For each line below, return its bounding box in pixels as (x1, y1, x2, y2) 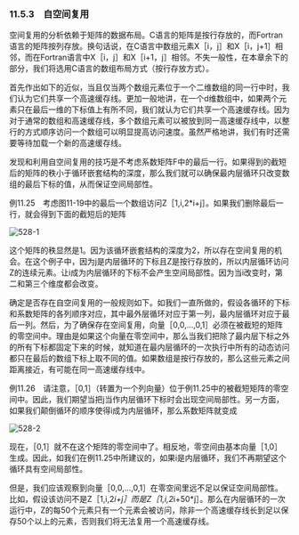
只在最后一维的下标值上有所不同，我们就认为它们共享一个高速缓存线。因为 (16, 104, 290, 115)
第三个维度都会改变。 (24, 279, 103, 289)
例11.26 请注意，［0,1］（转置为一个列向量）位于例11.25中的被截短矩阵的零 (9, 383, 281, 393)
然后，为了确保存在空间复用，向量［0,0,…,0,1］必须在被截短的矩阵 (39, 320, 283, 330)
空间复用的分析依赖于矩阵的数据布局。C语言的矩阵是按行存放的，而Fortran (9, 29, 283, 41)
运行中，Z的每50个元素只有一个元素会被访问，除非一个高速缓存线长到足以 (9, 505, 281, 515)
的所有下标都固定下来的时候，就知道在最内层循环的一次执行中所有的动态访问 (9, 342, 290, 353)
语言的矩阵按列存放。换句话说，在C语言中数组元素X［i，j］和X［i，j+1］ (9, 41, 276, 52)
